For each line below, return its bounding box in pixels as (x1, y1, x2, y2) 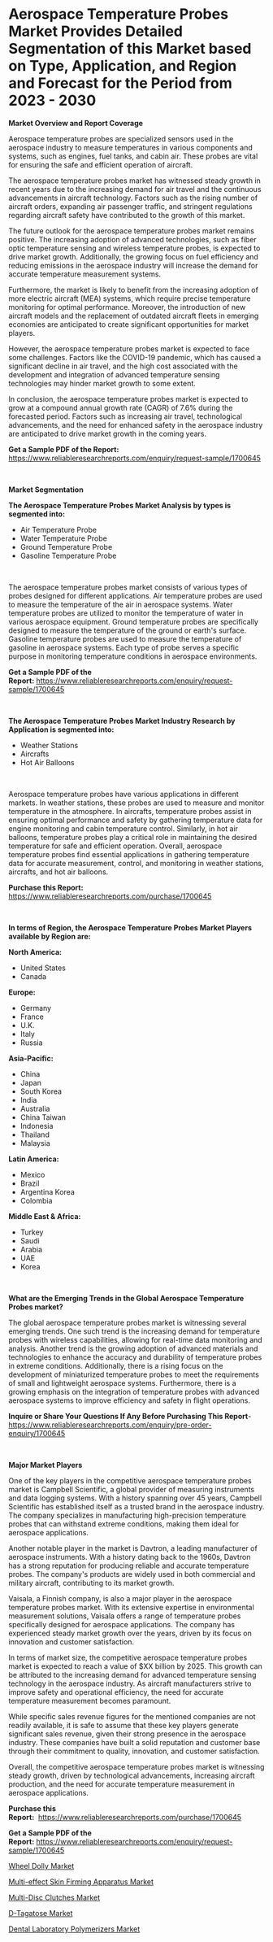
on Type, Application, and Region (8, 57, 237, 76)
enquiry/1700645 (8, 1428, 66, 1438)
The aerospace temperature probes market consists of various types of (8, 582, 248, 592)
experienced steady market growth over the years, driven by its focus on (8, 1628, 252, 1638)
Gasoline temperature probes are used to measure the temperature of (8, 634, 242, 643)
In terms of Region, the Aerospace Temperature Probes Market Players (8, 922, 252, 932)
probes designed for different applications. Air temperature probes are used (8, 590, 262, 600)
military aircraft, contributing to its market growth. (8, 1578, 175, 1587)
